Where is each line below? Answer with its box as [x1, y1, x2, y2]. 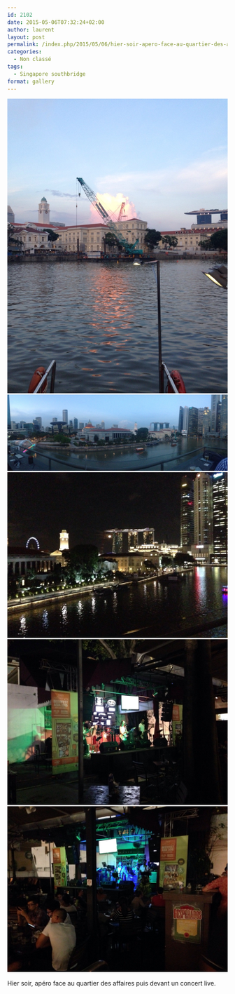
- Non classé [13, 56, 52, 63]
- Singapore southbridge [13, 70, 86, 77]
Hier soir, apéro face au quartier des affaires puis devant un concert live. [7, 979, 216, 988]
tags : [7, 63, 23, 70]
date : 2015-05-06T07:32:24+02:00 [7, 18, 105, 26]
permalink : [7, 41, 39, 48]
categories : [7, 48, 42, 55]
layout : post [7, 34, 45, 41]
